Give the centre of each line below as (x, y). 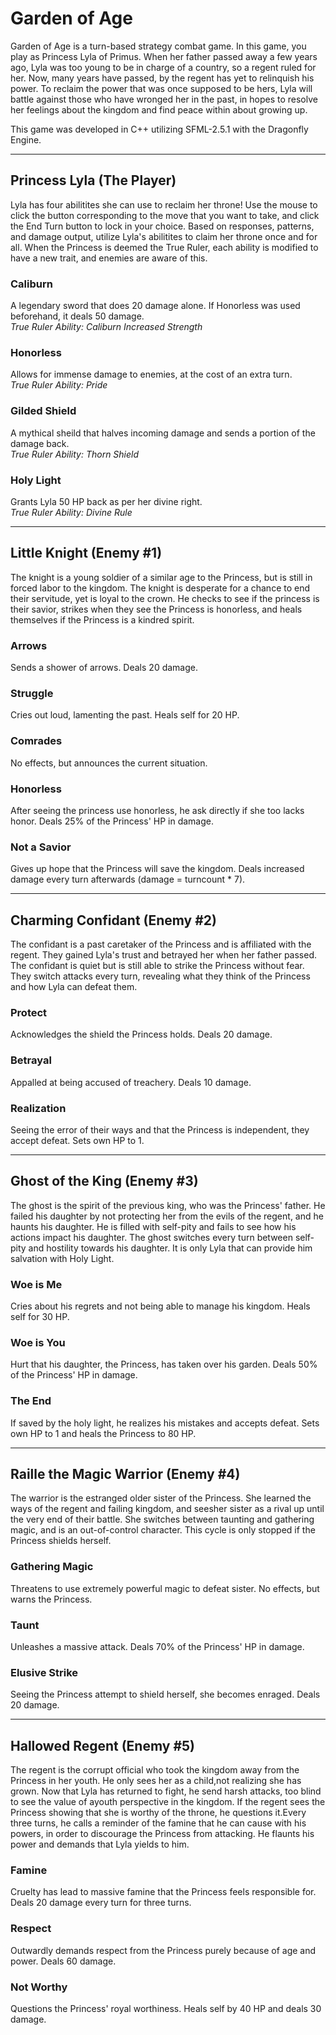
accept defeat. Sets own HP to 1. (77, 1140)
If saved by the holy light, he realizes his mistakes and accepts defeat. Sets (165, 1423)
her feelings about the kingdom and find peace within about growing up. (159, 109)
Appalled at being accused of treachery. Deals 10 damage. (131, 1082)
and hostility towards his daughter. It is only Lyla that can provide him (170, 1248)
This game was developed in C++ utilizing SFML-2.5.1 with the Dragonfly (159, 129)
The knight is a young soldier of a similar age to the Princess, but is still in (161, 577)
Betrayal (31, 1060)
